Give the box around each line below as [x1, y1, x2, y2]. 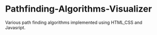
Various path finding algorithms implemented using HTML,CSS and [5, 19, 143, 25]
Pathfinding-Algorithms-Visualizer [5, 3, 152, 15]
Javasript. [5, 24, 26, 30]
